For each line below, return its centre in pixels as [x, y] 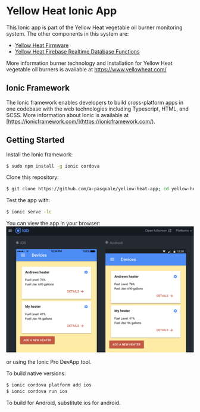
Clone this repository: [33, 177]
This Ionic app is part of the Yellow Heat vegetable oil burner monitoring [94, 27]
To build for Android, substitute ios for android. [63, 403]
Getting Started [35, 140]
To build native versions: [36, 373]
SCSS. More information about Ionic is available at [68, 115]
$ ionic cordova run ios [37, 391]
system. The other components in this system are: [68, 33]
